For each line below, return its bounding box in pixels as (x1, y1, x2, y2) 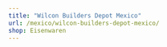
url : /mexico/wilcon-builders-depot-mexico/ (8, 19, 160, 27)
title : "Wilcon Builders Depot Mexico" (8, 11, 142, 20)
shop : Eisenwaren (8, 26, 67, 34)
